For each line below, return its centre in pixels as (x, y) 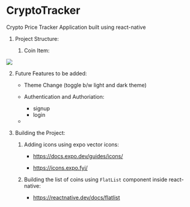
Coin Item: (37, 50)
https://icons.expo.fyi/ (60, 168)
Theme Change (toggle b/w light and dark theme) (85, 85)
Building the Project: (40, 132)
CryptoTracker (43, 11)
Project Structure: (37, 39)
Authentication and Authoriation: (64, 96)
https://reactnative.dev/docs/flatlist (76, 197)
